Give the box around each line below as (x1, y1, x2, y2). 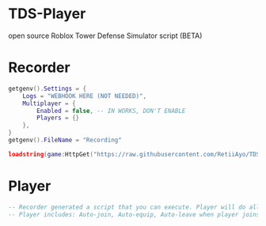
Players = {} (36, 114, 80, 122)
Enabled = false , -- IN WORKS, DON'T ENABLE (36, 107, 186, 115)
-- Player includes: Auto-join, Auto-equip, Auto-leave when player (8, 210, 239, 218)
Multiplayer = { (22, 100, 77, 107)
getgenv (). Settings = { (8, 85, 87, 92)
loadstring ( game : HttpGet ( (8, 150, 93, 158)
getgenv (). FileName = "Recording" (8, 136, 123, 144)
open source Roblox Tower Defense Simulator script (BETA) (8, 31, 203, 40)
